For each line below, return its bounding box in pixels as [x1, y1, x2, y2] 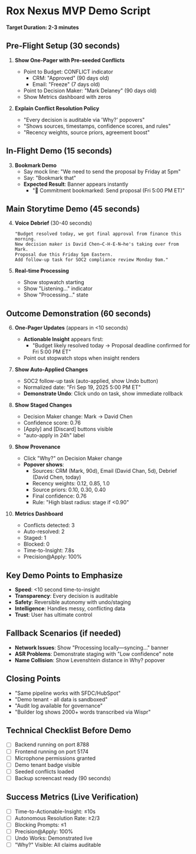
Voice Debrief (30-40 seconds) [14, 220, 93, 227]
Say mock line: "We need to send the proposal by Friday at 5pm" [23, 167, 181, 175]
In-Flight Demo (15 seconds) [6, 146, 112, 156]
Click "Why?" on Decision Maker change [23, 455, 123, 462]
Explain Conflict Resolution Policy [14, 105, 99, 112]
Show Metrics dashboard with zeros [23, 93, 112, 100]
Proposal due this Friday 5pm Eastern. [14, 252, 113, 258]
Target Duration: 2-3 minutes [6, 24, 79, 31]
